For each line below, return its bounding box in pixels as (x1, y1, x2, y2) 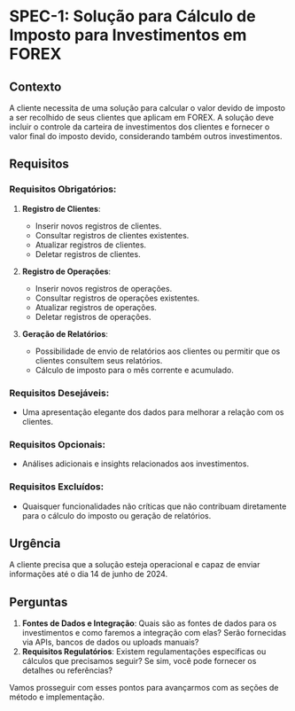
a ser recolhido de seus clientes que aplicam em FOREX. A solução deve (9, 113, 275, 122)
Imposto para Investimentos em (9, 25, 247, 45)
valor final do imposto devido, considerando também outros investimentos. (9, 131, 283, 141)
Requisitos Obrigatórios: (9, 184, 117, 196)
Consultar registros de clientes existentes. (35, 230, 190, 240)
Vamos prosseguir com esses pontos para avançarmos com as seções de (9, 683, 279, 693)
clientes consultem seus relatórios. (35, 355, 163, 365)
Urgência (9, 535, 61, 551)
